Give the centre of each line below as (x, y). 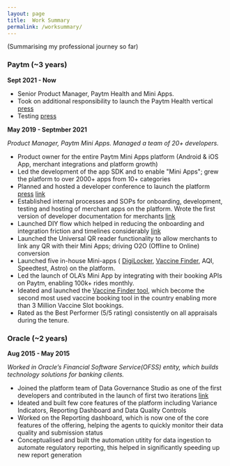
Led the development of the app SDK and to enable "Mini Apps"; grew (118, 171)
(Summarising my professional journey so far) (73, 47)
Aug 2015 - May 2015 (39, 353)
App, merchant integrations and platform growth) (87, 164)
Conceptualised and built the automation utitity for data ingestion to (114, 440)
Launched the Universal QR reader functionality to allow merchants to (117, 238)
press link (31, 194)
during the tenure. (43, 320)
